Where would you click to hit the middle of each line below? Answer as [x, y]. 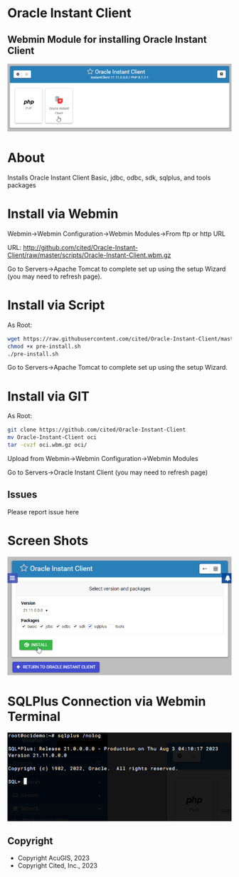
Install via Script [56, 305]
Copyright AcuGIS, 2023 [54, 858]
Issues [22, 495]
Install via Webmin [63, 214]
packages [22, 185]
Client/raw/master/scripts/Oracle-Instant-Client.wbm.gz [89, 255]
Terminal [34, 716]
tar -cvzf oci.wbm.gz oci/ [47, 445]
